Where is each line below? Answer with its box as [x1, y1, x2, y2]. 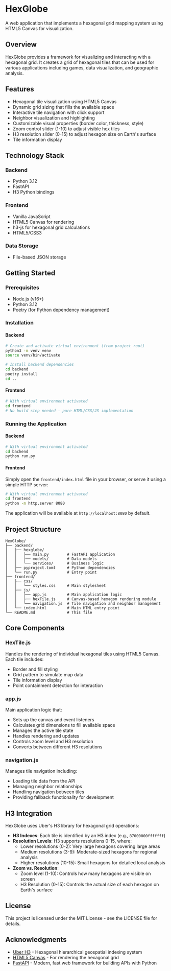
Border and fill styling [12, 666, 58, 672]
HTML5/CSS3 [12, 229, 42, 235]
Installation [5, 319, 34, 326]
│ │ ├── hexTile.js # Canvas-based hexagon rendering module [5, 597, 157, 602]
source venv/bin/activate [5, 353, 60, 358]
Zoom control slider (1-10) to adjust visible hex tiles [12, 126, 120, 132]
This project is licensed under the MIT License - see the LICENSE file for [5, 915, 157, 921]
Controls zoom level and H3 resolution [12, 738, 93, 744]
